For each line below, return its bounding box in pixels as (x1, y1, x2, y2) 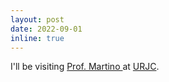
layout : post (10, 14, 65, 25)
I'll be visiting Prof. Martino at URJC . (10, 61, 160, 73)
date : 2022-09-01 (10, 24, 83, 34)
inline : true (10, 33, 65, 43)
